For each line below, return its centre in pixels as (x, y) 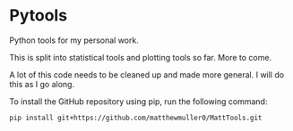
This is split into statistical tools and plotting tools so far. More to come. (140, 57)
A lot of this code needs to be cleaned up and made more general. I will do (147, 74)
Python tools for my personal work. (74, 40)
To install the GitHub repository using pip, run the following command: (138, 101)
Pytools (39, 16)
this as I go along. (42, 84)
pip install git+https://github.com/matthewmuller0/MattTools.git (136, 118)
